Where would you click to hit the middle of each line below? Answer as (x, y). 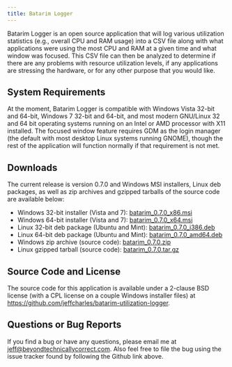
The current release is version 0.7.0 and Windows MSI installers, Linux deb (114, 184)
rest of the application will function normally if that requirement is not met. (114, 146)
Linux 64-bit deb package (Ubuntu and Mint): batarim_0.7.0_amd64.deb (120, 235)
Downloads (32, 168)
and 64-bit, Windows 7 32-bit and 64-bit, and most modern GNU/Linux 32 (114, 116)
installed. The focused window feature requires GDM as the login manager (114, 131)
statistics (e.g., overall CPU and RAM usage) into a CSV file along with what (115, 41)
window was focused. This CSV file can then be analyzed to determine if (111, 56)
